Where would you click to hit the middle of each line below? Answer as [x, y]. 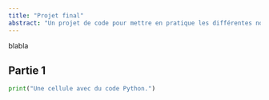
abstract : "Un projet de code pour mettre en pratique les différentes [130, 23]
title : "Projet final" [46, 15]
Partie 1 [27, 70]
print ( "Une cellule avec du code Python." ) [82, 89]
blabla [18, 45]
